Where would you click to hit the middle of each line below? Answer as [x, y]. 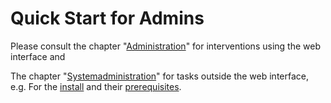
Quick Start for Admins [107, 18]
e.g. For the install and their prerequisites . [96, 86]
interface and [38, 56]
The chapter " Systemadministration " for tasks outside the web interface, [159, 76]
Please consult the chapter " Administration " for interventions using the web [165, 46]
